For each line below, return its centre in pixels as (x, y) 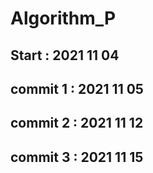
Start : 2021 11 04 (65, 55)
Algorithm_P (63, 18)
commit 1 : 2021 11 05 (77, 88)
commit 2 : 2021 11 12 (77, 123)
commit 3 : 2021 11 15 (77, 157)
